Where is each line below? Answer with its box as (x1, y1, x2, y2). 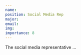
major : (5, 16, 19, 21)
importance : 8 (5, 30, 35, 35)
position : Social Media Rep (5, 12, 64, 17)
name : (5, 7, 16, 12)
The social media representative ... (5, 44, 76, 50)
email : (5, 21, 19, 26)
